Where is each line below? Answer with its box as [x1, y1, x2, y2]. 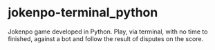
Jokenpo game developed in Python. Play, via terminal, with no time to [8, 27, 208, 36]
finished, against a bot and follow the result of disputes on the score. [8, 34, 204, 42]
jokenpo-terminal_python [8, 5, 158, 21]
